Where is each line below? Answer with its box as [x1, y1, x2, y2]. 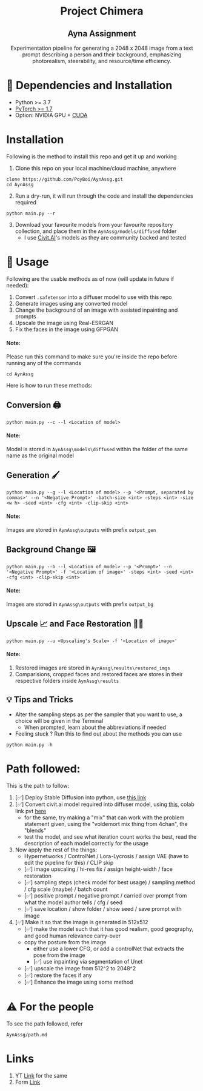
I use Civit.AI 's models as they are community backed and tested [24, 233, 187, 241]
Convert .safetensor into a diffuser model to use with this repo [15, 293, 172, 301]
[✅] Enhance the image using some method [24, 978, 133, 985]
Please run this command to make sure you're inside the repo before [6, 353, 178, 360]
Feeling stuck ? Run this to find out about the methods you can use [15, 730, 182, 737]
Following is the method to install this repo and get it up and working [6, 153, 177, 160]
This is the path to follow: [6, 782, 70, 789]
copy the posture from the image [24, 938, 107, 945]
